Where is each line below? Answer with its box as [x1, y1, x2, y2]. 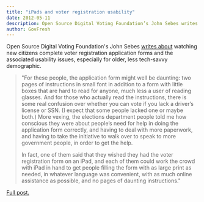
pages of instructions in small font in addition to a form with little [21, 81, 183, 88]
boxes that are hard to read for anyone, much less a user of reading [21, 87, 191, 95]
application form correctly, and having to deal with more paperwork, [21, 126, 193, 133]
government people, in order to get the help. [21, 139, 133, 147]
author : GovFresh [6, 26, 51, 32]
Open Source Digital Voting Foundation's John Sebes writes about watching [6, 43, 197, 50]
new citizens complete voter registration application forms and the [6, 50, 173, 57]
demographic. [6, 62, 42, 70]
